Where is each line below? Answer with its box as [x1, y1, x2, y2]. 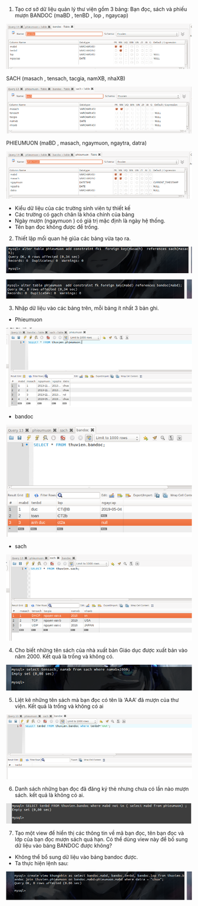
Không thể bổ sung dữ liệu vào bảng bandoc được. [14, 853, 138, 861]
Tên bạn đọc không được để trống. [14, 224, 99, 230]
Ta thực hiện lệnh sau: [14, 859, 69, 866]
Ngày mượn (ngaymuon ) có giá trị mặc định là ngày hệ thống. [14, 217, 166, 224]
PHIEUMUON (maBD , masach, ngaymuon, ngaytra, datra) [6, 139, 147, 146]
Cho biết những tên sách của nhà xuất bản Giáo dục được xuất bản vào [14, 646, 188, 654]
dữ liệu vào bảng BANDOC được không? [14, 842, 113, 849]
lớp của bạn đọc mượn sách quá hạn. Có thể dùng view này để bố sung [14, 835, 188, 843]
